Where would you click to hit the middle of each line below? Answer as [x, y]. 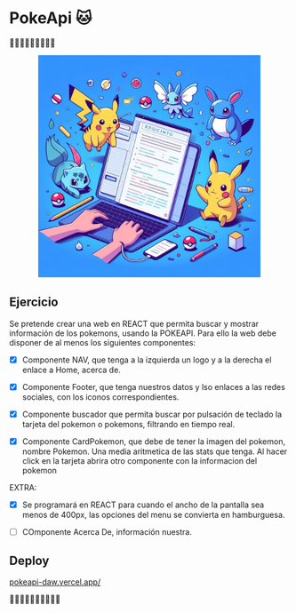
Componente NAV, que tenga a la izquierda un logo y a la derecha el [147, 360]
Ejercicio [34, 303]
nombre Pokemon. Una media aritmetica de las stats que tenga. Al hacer [155, 451]
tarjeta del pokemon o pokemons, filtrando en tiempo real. [128, 424]
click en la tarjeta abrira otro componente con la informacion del [140, 461]
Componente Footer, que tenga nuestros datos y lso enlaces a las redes [154, 386]
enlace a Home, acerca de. [72, 370]
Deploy [29, 560]
